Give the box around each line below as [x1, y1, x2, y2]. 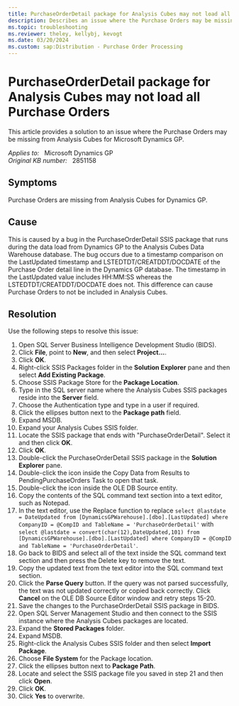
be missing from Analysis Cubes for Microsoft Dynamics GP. [8, 135, 184, 143]
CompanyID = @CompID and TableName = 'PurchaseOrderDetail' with [18, 520, 214, 529]
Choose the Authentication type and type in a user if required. [18, 401, 199, 410]
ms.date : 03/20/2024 [8, 37, 70, 44]
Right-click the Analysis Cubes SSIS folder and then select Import [18, 639, 211, 648]
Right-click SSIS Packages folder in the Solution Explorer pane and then [18, 363, 230, 372]
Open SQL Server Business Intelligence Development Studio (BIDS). [18, 341, 217, 349]
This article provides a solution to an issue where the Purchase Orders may [8, 127, 228, 135]
